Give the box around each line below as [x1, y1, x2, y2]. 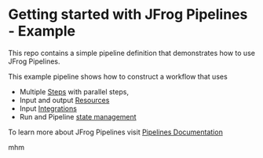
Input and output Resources [19, 95, 110, 105]
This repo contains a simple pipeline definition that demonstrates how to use [8, 48, 255, 57]
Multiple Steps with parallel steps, [19, 86, 130, 96]
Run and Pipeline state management [19, 112, 137, 121]
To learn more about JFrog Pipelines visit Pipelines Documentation [8, 127, 224, 137]
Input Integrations [19, 104, 77, 113]
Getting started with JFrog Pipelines [8, 6, 248, 24]
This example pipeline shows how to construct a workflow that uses [8, 72, 228, 81]
